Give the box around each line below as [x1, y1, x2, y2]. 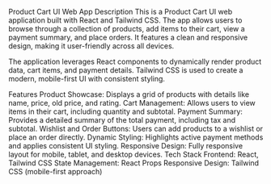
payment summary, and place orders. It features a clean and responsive [8, 32, 248, 42]
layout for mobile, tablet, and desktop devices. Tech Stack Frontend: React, [8, 149, 259, 159]
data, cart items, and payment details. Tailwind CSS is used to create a [8, 65, 243, 75]
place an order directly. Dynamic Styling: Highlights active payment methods [8, 132, 264, 142]
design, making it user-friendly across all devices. [8, 41, 175, 51]
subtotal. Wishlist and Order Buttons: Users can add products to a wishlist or [8, 124, 264, 133]
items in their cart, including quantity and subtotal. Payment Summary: [8, 107, 243, 116]
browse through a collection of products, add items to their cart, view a [8, 24, 245, 33]
